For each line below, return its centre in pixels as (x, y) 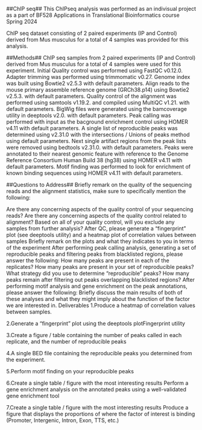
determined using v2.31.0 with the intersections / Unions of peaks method (98, 134)
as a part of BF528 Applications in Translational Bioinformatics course (93, 15)
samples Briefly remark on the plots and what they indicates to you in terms (100, 241)
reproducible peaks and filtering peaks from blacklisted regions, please (95, 254)
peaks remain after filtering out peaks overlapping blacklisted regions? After (100, 280)
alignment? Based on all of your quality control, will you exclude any (90, 222)
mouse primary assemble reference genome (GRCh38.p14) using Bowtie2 (98, 90)
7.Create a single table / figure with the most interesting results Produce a (97, 407)
